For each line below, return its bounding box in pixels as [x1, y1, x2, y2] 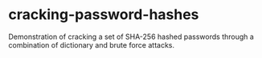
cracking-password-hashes [8, 6, 199, 24]
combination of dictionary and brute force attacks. [8, 40, 175, 49]
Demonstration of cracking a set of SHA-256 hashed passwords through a [8, 32, 255, 41]
